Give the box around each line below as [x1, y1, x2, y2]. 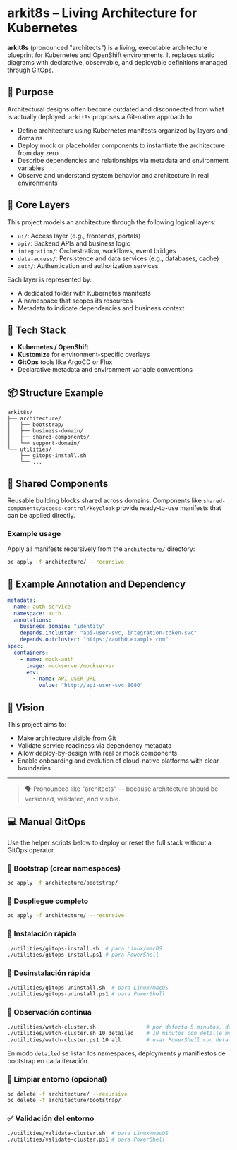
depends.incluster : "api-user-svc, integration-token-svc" [20, 629, 197, 636]
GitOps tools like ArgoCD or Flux [17, 358, 113, 366]
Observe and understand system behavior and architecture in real [17, 171, 209, 179]
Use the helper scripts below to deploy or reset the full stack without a [7, 838, 212, 847]
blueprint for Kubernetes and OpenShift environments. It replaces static [7, 51, 215, 59]
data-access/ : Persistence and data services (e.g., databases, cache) [17, 254, 219, 262]
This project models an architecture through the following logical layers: [7, 217, 217, 226]
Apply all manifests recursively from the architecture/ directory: [7, 545, 195, 553]
